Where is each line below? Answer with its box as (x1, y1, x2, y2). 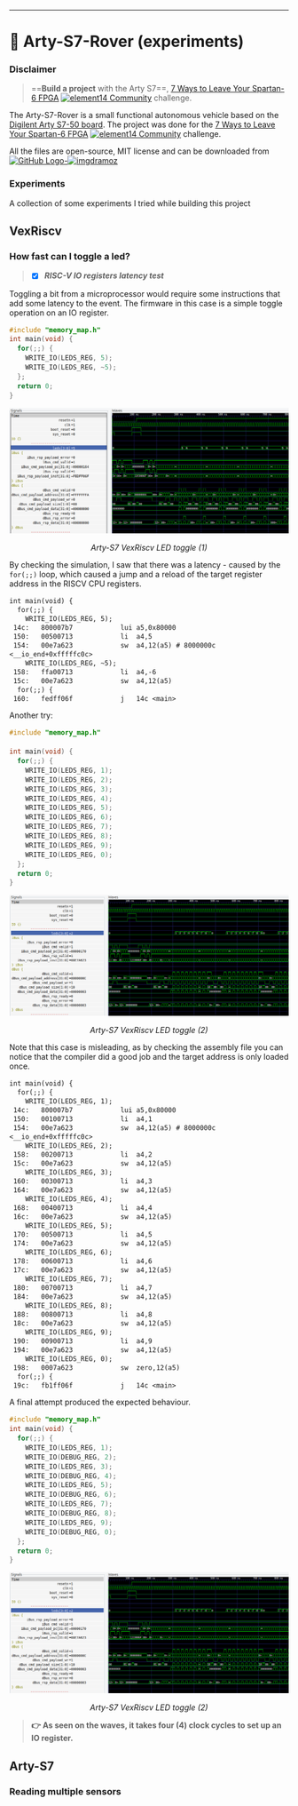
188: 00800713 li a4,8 (12, 1310, 153, 1319)
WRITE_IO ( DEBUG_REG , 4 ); (25, 1471, 117, 1480)
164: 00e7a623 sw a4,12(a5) (12, 1186, 173, 1195)
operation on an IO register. (9, 307, 109, 318)
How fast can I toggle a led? (9, 251, 130, 263)
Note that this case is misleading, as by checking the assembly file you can (9, 1042, 284, 1053)
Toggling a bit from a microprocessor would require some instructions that (9, 288, 281, 298)
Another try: (9, 710, 53, 720)
